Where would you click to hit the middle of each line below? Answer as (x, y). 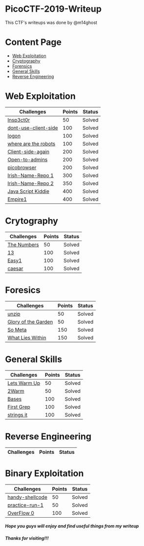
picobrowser (22, 167)
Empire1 (17, 199)
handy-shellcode (27, 497)
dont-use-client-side (33, 128)
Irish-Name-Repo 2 (31, 183)
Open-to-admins (28, 160)
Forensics (22, 66)
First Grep (19, 407)
